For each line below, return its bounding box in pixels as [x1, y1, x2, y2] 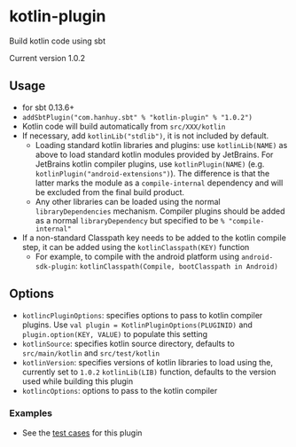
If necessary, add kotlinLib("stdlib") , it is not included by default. [21, 130, 269, 141]
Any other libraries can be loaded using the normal [35, 196, 221, 207]
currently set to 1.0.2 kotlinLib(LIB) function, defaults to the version [21, 366, 277, 377]
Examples [9, 407, 53, 420]
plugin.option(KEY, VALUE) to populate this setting [21, 328, 208, 339]
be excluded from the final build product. [35, 186, 184, 197]
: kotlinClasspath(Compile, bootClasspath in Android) [74, 260, 279, 271]
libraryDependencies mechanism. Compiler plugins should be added [35, 206, 285, 216]
